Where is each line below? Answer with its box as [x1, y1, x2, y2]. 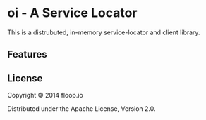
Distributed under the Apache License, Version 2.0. [7, 105, 157, 113]
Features [7, 48, 47, 60]
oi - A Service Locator [7, 5, 138, 21]
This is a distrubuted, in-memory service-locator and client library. [7, 28, 200, 36]
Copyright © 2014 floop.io [7, 91, 83, 100]
